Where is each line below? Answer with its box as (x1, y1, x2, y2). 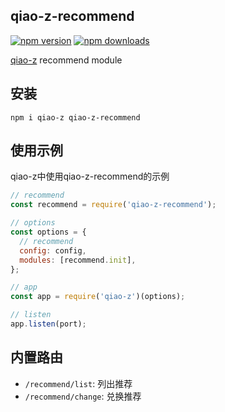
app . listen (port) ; (10, 319, 87, 329)
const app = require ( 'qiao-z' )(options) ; (10, 292, 186, 302)
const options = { (10, 227, 87, 238)
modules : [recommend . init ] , (19, 255, 137, 265)
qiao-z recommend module (10, 54, 123, 66)
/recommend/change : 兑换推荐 (24, 390, 142, 402)
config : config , (19, 245, 87, 256)
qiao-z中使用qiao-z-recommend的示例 (10, 170, 170, 183)
